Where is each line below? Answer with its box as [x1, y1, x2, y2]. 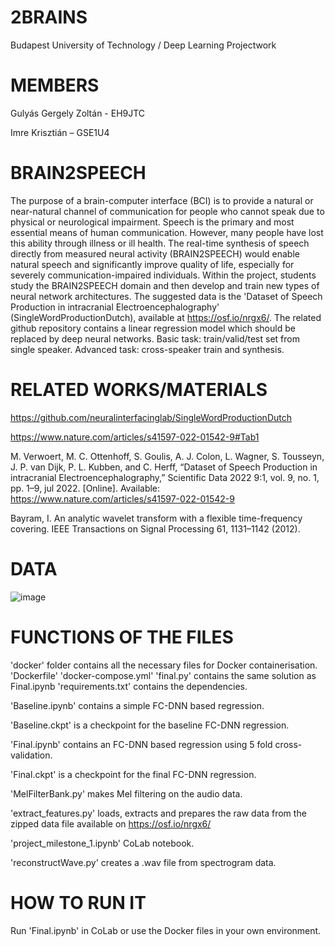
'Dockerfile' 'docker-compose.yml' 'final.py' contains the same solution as [10, 669, 317, 681]
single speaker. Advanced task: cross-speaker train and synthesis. [10, 343, 285, 355]
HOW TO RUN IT [10, 891, 147, 914]
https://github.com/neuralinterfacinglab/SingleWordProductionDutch [10, 411, 292, 423]
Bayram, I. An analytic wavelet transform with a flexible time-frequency [10, 512, 303, 524]
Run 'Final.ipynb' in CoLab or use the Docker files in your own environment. [10, 924, 322, 936]
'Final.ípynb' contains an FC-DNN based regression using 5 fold [10, 738, 273, 750]
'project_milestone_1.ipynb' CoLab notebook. [10, 837, 195, 849]
